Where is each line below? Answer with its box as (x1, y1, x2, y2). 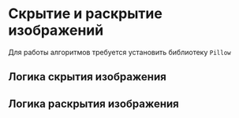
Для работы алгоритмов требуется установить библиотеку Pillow (8, 47, 231, 57)
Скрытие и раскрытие (8, 5, 163, 23)
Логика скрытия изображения (8, 70, 167, 83)
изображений (8, 21, 104, 39)
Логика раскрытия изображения (8, 97, 179, 110)
